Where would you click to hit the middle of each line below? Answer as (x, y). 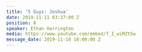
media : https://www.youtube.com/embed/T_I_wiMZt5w (71, 34)
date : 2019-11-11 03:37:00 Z (43, 17)
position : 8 (21, 23)
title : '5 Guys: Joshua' (37, 12)
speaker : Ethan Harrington (40, 28)
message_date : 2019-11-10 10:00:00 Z (54, 39)
